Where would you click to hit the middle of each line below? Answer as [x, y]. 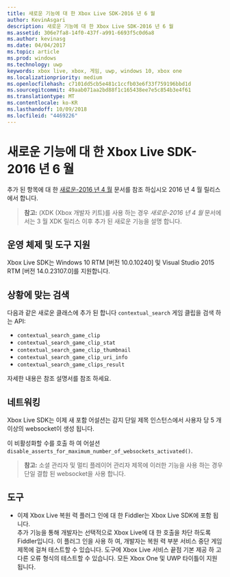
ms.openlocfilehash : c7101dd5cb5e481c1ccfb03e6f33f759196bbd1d [99, 84]
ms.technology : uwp [35, 65]
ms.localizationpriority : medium [55, 77]
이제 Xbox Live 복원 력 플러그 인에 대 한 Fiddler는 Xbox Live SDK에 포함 [114, 515]
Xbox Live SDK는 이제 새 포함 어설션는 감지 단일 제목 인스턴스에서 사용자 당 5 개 [114, 420]
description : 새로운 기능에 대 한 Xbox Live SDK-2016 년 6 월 [90, 26]
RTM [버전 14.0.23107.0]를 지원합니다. [59, 271]
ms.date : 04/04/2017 [37, 45]
